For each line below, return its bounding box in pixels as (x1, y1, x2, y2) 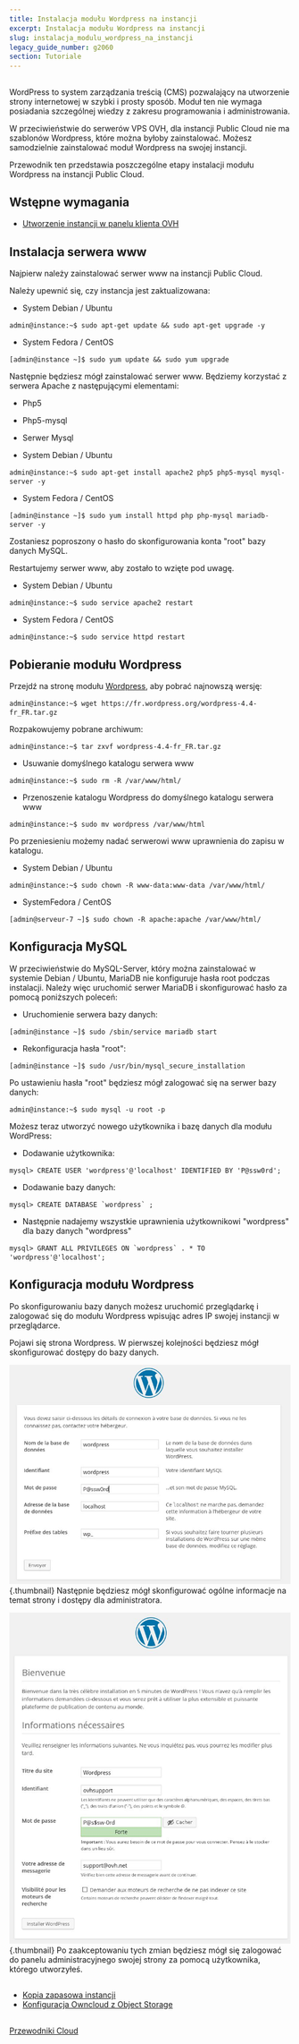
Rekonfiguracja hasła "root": (21, 1043, 127, 1053)
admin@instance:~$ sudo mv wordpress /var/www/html (9, 820, 205, 829)
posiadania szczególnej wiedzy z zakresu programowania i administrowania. (9, 106, 290, 116)
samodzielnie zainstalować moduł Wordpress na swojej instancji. (9, 141, 247, 152)
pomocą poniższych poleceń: (9, 992, 118, 1002)
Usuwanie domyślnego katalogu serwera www (21, 757, 195, 769)
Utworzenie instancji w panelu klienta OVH (21, 218, 179, 229)
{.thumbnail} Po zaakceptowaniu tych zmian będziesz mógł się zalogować (9, 1945, 282, 1955)
